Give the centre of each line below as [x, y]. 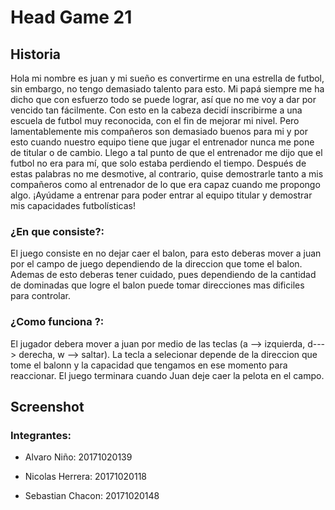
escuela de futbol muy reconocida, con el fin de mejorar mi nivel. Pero [155, 120]
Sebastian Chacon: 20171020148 [92, 496]
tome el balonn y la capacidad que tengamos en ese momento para [149, 365]
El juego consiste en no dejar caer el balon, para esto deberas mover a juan [166, 253]
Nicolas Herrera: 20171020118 [85, 477]
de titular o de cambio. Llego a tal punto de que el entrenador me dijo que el [166, 152]
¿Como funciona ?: [57, 322]
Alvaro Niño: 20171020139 [78, 457]
